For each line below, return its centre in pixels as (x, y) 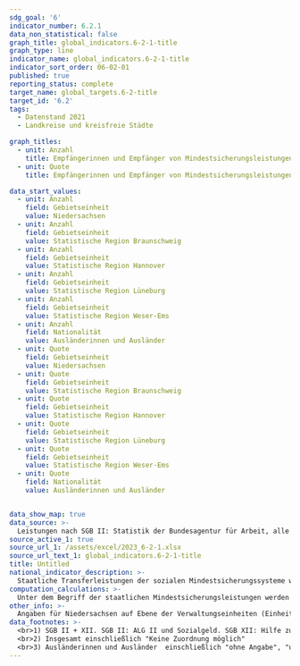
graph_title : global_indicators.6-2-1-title (93, 42)
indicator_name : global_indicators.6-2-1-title (100, 59)
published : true (39, 76)
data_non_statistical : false (63, 34)
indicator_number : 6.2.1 (55, 26)
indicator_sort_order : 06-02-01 (69, 68)
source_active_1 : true (51, 539)
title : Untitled (39, 564)
